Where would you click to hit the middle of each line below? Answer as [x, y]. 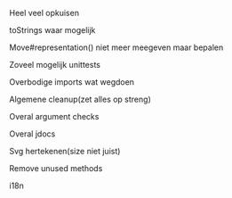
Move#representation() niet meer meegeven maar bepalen [116, 47]
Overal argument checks [54, 116]
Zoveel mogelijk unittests [55, 65]
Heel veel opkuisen [44, 13]
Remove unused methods [56, 168]
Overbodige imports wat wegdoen [72, 82]
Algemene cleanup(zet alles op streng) [80, 99]
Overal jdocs [32, 134]
